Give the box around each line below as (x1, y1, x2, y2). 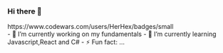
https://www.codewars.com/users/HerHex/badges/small (7, 23, 174, 31)
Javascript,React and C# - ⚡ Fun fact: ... (7, 38, 125, 47)
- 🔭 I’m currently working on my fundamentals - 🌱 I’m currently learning (7, 30, 217, 38)
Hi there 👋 (7, 6, 43, 16)
